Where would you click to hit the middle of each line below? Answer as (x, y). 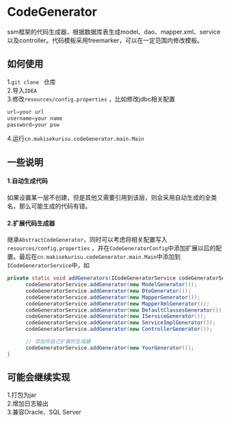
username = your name (35, 118)
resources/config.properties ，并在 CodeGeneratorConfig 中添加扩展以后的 (112, 248)
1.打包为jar (22, 395)
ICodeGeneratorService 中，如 (49, 265)
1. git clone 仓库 (31, 82)
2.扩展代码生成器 (31, 223)
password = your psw (33, 125)
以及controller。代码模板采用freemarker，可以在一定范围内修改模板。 (105, 40)
